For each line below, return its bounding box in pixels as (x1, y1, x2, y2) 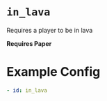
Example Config (6, 64, 101, 80)
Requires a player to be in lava (6, 26, 93, 34)
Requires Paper (6, 39, 52, 47)
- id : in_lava (6, 86, 48, 94)
